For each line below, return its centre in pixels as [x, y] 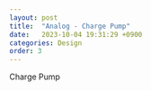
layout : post [34, 18]
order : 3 [26, 51]
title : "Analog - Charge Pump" [70, 26]
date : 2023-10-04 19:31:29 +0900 [76, 34]
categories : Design [46, 43]
